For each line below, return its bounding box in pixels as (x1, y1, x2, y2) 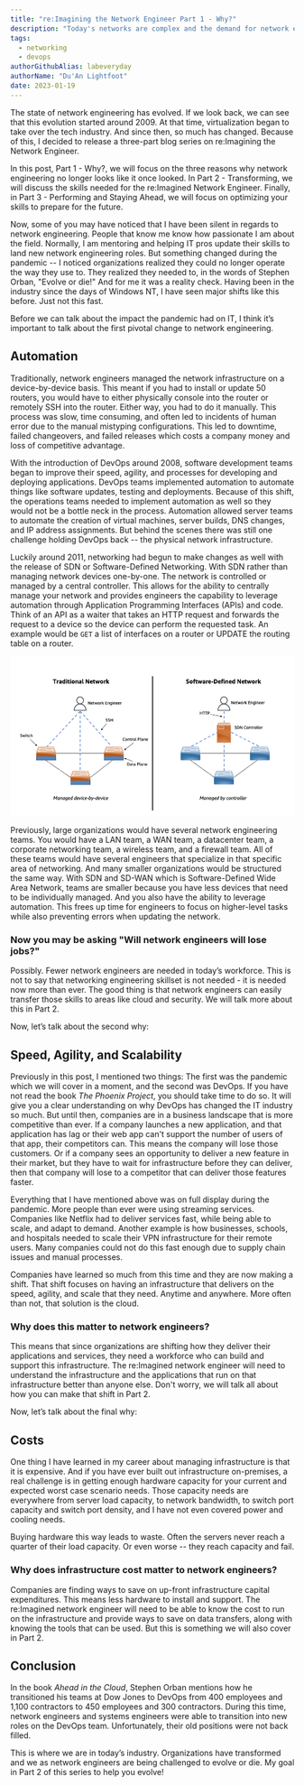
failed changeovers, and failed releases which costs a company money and (10, 430, 290, 441)
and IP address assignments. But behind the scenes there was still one (10, 524, 273, 535)
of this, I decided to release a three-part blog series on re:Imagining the (10, 135, 276, 146)
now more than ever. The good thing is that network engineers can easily (10, 985, 282, 995)
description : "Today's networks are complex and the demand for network (10, 23, 290, 33)
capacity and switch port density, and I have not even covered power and (10, 1504, 283, 1515)
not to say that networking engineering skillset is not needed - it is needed (10, 975, 287, 986)
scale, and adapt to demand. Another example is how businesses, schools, (10, 1223, 288, 1234)
